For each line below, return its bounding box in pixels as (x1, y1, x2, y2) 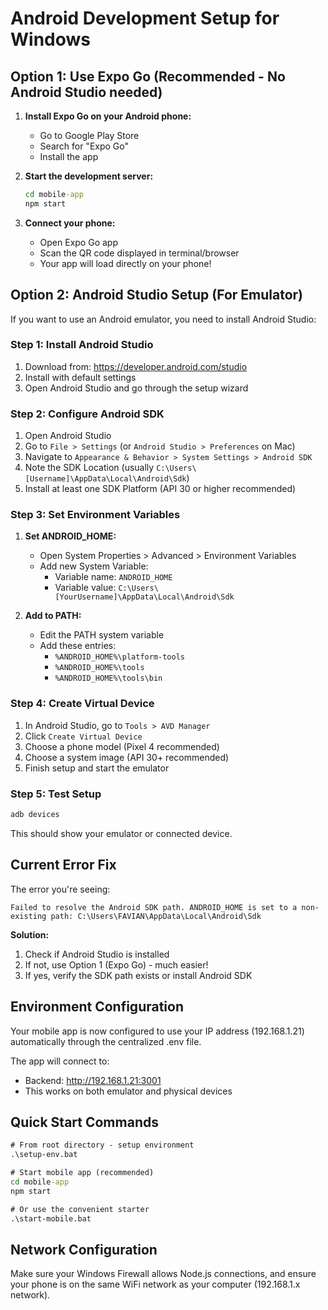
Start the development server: (24, 170, 154, 182)
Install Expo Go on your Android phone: (24, 110, 192, 122)
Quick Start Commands (10, 1113, 159, 1131)
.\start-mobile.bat (10, 1213, 92, 1224)
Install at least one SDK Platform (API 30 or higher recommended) (24, 483, 297, 495)
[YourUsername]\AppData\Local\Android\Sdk (54, 592, 235, 602)
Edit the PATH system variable (39, 629, 165, 641)
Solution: (10, 928, 50, 941)
